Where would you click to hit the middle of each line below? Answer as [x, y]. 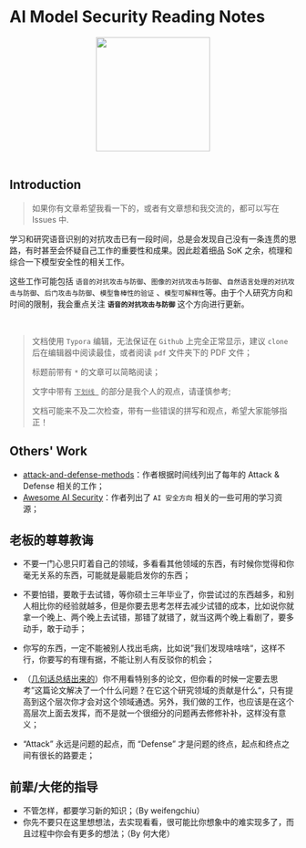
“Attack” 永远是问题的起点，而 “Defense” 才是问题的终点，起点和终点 [152, 744]
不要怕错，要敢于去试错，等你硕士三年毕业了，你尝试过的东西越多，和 [154, 594]
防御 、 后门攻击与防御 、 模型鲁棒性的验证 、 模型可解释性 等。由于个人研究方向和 [158, 292]
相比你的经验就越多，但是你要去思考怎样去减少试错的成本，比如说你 [158, 606]
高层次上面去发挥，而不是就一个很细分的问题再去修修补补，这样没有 [150, 713]
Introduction [46, 185]
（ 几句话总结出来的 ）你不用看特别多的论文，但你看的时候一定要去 [146, 679]
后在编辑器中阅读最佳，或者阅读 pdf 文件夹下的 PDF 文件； [142, 352]
